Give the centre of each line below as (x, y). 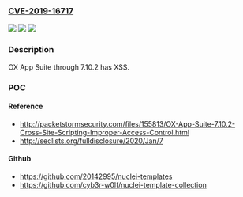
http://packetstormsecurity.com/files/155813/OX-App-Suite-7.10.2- (127, 123)
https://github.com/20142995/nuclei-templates (96, 176)
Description (31, 50)
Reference (26, 106)
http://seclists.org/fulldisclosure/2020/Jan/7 (91, 141)
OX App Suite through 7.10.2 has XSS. (69, 67)
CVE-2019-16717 (41, 11)
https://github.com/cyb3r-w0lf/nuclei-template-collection (113, 184)
